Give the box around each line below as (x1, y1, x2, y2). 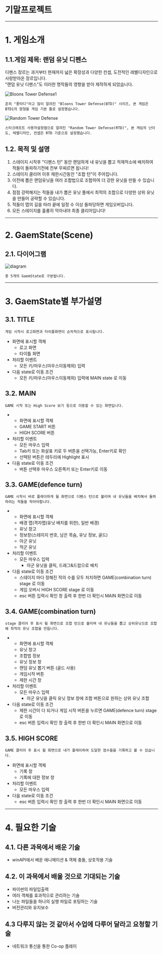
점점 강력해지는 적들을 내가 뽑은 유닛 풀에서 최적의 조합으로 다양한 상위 (12, 189, 146, 195)
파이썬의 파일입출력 (12, 886, 49, 892)
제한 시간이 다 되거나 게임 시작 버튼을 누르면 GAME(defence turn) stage (19, 708, 157, 714)
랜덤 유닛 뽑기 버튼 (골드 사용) (19, 665, 76, 671)
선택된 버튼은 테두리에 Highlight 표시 (19, 454, 89, 460)
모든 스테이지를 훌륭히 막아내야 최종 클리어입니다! (12, 207, 106, 213)
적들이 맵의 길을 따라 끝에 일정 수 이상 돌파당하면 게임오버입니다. (12, 202, 134, 207)
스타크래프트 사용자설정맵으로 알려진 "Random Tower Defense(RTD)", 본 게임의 (5, 125, 147, 130)
